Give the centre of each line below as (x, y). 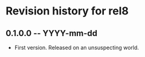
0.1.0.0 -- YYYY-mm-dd (52, 33)
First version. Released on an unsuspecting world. (77, 47)
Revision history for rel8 (67, 11)
